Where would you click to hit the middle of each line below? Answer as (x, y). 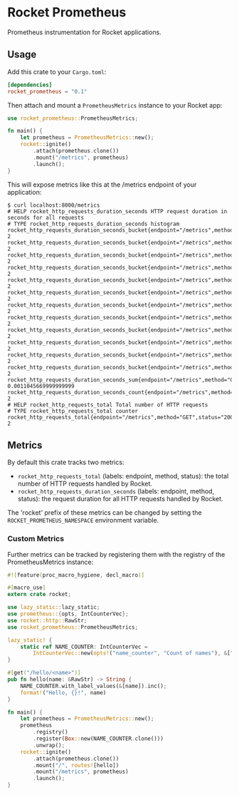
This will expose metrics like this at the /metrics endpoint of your (102, 184)
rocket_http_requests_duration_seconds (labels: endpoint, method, (116, 491)
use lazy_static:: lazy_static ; (54, 607)
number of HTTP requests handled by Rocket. (85, 484)
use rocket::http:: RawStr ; (47, 620)
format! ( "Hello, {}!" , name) (63, 692)
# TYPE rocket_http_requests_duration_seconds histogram (94, 224)
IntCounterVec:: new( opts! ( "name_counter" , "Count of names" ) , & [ (132, 653)
